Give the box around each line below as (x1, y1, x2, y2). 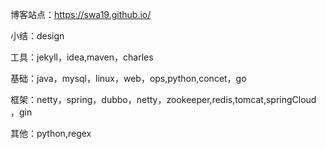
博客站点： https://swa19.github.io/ (10, 9, 152, 20)
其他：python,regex (10, 128, 92, 139)
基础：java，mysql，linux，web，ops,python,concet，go (10, 73, 247, 84)
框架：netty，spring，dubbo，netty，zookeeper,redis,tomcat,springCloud (10, 94, 317, 105)
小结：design (10, 30, 65, 42)
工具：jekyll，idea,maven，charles (10, 51, 154, 63)
